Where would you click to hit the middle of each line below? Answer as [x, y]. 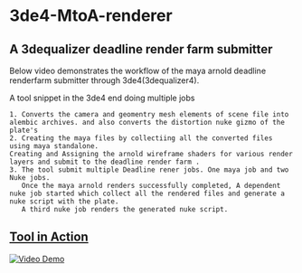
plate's [24, 130]
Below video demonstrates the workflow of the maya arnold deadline [138, 71]
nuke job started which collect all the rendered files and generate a [147, 193]
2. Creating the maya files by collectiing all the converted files [141, 138]
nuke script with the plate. [64, 202]
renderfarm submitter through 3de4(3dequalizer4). [104, 80]
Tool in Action [49, 237]
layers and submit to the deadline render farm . [105, 162]
